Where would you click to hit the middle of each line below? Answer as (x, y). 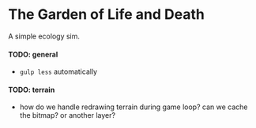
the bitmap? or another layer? (68, 115)
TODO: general (33, 54)
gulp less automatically (58, 71)
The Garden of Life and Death (107, 15)
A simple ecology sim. (44, 36)
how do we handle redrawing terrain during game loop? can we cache (134, 107)
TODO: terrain (32, 90)
